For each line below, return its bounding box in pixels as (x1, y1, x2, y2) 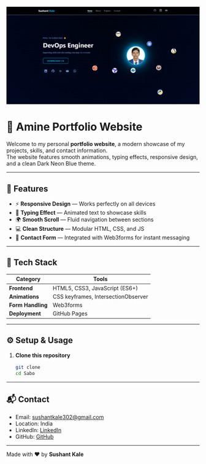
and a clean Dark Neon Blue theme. (6, 160, 96, 168)
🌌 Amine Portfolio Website (6, 120, 143, 134)
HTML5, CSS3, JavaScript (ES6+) (53, 284, 138, 292)
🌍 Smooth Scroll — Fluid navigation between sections (15, 215, 154, 223)
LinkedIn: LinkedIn (15, 427, 62, 434)
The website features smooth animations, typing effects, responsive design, (6, 153, 198, 161)
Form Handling (9, 301, 48, 309)
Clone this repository (15, 351, 71, 359)
